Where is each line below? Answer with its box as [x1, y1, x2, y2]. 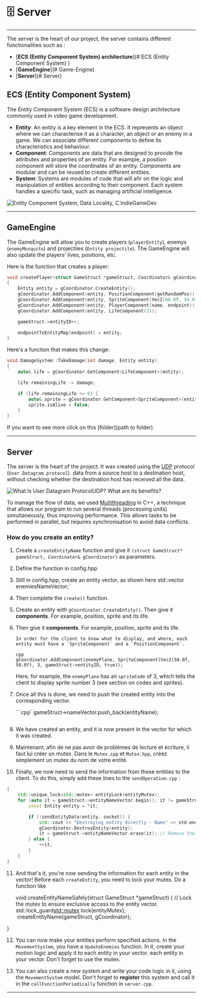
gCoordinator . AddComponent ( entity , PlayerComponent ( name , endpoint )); [17, 302, 198, 308]
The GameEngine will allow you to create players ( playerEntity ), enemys [7, 238, 187, 245]
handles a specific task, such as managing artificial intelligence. [15, 188, 173, 195]
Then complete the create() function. [15, 594, 109, 602]
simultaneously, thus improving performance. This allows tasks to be [7, 512, 176, 518]
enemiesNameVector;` [15, 583, 71, 590]
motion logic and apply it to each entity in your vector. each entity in [15, 949, 183, 956]
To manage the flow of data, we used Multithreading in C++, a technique [7, 499, 186, 506]
